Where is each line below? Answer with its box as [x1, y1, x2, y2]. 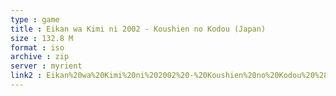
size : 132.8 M [10, 33, 74, 43]
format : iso [10, 42, 65, 53]
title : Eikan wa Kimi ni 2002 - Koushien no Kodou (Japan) [10, 24, 267, 34]
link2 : [10, 71, 43, 81]
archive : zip [10, 52, 70, 62]
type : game [10, 14, 60, 25]
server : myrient [10, 61, 83, 71]
